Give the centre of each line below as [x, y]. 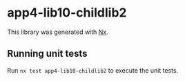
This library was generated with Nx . [58, 32]
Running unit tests [47, 54]
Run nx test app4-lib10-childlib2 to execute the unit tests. [93, 70]
